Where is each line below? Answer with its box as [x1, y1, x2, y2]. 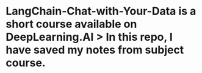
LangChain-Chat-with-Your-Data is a [5, 4, 197, 18]
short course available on [5, 17, 137, 31]
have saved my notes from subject [5, 43, 184, 57]
